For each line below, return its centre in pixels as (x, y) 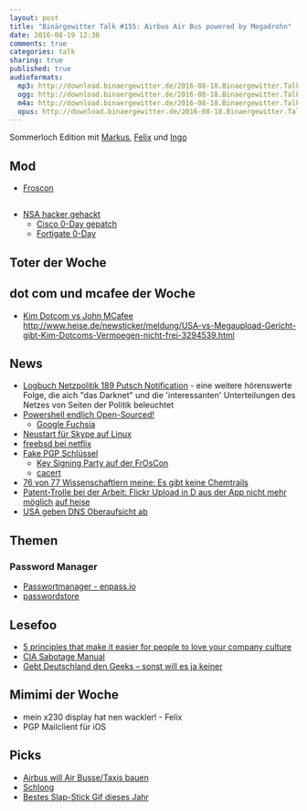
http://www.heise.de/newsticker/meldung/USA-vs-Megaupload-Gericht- (159, 325)
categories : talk (42, 52)
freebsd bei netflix (57, 444)
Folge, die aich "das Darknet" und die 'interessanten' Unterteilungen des (159, 395)
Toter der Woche (58, 263)
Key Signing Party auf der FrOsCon (102, 463)
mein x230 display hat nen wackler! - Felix (102, 717)
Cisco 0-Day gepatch (76, 224)
